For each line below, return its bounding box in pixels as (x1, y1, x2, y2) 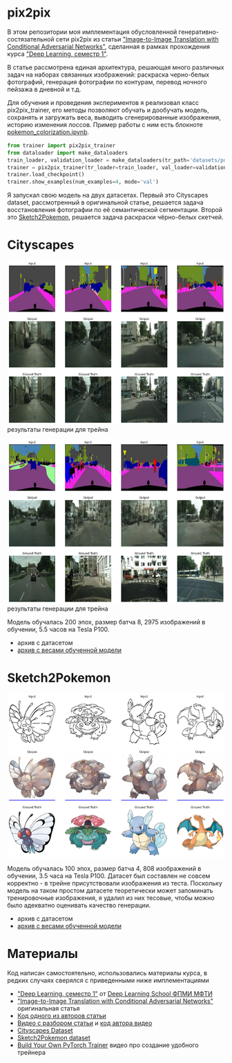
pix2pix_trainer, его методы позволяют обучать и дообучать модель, (7, 106, 209, 114)
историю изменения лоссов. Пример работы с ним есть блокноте (7, 120, 204, 128)
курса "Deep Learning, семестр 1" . (7, 50, 108, 58)
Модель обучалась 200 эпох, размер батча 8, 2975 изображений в (7, 617, 206, 626)
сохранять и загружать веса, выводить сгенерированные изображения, (7, 113, 221, 122)
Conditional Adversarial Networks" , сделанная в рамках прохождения (7, 42, 211, 50)
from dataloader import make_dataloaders (7, 149, 128, 156)
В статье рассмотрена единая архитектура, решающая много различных (7, 63, 224, 71)
